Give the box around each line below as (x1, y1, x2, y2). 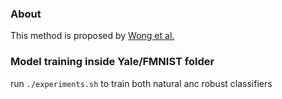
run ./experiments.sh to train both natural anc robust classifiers (10, 77, 273, 89)
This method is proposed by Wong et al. (10, 30, 175, 42)
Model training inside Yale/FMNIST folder (10, 55, 215, 69)
